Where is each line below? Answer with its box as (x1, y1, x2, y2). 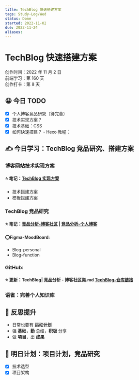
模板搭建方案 (12, 195, 38, 201)
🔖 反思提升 (5, 308, 36, 316)
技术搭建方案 (12, 189, 38, 194)
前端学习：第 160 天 (5, 75, 45, 81)
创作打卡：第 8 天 (5, 81, 40, 87)
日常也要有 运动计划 (12, 322, 52, 328)
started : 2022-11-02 (5, 20, 47, 26)
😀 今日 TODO (5, 97, 46, 105)
